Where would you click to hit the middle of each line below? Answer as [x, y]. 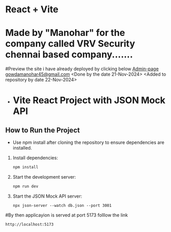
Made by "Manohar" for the [65, 33]
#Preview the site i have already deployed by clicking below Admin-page [82, 69]
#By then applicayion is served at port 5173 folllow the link [67, 215]
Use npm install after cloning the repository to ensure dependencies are [89, 142]
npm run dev [25, 186]
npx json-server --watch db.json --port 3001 [62, 205]
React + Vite [32, 9]
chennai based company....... [69, 55]
